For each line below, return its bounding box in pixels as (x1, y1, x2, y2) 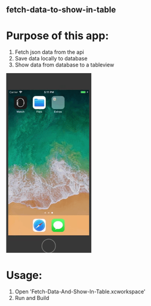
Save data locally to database (14, 55, 88, 62)
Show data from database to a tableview (14, 61, 115, 68)
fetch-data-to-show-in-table (6, 5, 116, 15)
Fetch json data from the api (14, 49, 85, 56)
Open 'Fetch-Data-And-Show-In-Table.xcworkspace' (14, 288, 146, 295)
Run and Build (14, 295, 50, 302)
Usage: (6, 268, 43, 282)
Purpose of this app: (6, 29, 109, 43)
